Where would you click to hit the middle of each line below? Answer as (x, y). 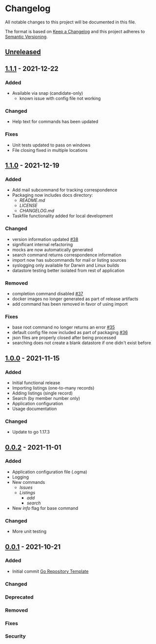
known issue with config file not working (60, 99)
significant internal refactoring (42, 244)
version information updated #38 (45, 239)
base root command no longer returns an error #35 (63, 327)
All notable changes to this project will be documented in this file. (71, 22)
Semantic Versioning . (26, 37)
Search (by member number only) (46, 398)
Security (15, 636)
